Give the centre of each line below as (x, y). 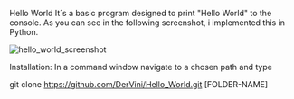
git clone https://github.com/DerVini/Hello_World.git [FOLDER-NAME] (139, 84)
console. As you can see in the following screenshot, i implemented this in (147, 22)
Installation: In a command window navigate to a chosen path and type (141, 67)
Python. (24, 32)
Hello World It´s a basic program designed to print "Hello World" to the (141, 13)
